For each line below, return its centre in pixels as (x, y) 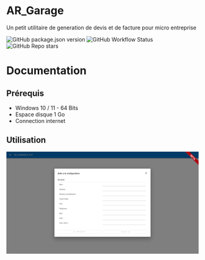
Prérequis (25, 93)
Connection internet (40, 121)
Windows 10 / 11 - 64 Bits (46, 108)
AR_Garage (35, 11)
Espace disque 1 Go (40, 114)
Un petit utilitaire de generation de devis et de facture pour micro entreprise (101, 28)
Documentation (47, 71)
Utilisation (26, 140)
